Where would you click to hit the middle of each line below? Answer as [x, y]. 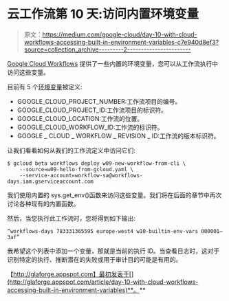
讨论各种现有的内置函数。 [43, 203]
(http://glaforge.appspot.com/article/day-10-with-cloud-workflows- [103, 282]
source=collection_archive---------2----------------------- [107, 49]
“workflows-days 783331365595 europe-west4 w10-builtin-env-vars [102, 231]
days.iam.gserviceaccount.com [51, 181]
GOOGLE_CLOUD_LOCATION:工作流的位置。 [80, 118]
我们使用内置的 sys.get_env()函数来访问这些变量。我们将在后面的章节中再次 [115, 195]
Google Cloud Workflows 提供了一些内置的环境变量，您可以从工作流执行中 [113, 63]
